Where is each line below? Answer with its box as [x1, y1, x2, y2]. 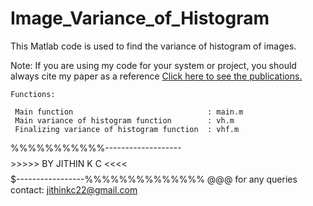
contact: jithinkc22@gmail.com [10, 183, 138, 196]
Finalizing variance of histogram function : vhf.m [14, 124, 240, 134]
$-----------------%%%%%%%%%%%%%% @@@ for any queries [10, 173, 298, 185]
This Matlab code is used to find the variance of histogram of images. [10, 40, 297, 52]
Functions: [10, 89, 56, 99]
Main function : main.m [14, 107, 244, 117]
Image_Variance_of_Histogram [10, 7, 270, 30]
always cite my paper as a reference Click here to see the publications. [10, 70, 303, 82]
